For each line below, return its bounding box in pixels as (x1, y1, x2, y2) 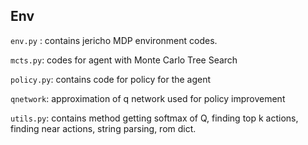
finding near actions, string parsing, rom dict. (10, 122, 197, 134)
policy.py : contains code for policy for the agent (10, 73, 212, 85)
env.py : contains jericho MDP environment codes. (10, 34, 218, 46)
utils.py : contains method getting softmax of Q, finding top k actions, (10, 112, 299, 124)
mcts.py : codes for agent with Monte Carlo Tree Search (10, 54, 238, 66)
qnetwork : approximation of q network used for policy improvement (10, 92, 286, 104)
